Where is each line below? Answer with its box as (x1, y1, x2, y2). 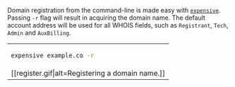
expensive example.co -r (11, 51, 95, 59)
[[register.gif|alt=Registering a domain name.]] (11, 69, 166, 79)
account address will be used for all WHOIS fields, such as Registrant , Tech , (7, 21, 229, 29)
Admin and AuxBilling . (7, 28, 72, 37)
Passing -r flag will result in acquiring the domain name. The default (7, 13, 206, 22)
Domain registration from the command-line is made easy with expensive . (7, 6, 221, 14)
